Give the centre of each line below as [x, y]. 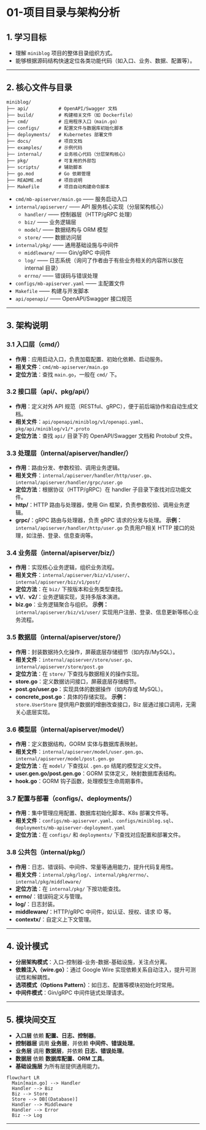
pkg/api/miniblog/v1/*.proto [52, 429]
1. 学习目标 [27, 37]
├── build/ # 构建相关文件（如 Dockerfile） [71, 115]
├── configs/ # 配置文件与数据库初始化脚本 [65, 128]
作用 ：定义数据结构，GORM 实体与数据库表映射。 [78, 744]
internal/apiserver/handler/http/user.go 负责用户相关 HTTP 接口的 [102, 528]
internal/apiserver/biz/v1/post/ [58, 582]
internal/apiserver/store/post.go [59, 667]
